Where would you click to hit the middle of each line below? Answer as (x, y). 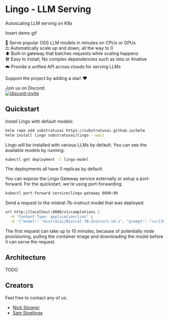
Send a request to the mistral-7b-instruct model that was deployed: (75, 203)
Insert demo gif (21, 33)
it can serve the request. (31, 242)
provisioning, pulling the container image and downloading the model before (84, 236)
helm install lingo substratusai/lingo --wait (55, 135)
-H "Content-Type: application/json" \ (52, 217)
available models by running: (35, 150)
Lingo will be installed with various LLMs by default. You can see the (76, 145)
